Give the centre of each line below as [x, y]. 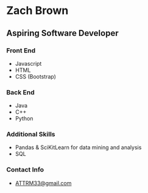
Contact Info [25, 170]
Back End [20, 92]
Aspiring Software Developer [62, 33]
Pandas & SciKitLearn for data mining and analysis [78, 147]
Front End [21, 51]
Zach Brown [37, 11]
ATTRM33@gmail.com [43, 183]
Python [24, 119]
